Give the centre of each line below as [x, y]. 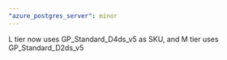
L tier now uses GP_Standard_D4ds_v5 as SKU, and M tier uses [113, 39]
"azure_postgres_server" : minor [63, 16]
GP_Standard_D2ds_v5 [46, 47]
